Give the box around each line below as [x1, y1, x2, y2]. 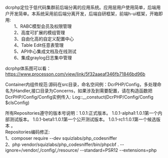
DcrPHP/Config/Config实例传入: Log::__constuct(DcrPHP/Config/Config [5, 94, 154, 100]
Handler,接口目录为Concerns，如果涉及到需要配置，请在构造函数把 [14, 88, 153, 94]
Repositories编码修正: [5, 129, 50, 135]
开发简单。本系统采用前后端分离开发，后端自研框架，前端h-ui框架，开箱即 [9, 11, 163, 17]
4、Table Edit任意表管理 [14, 42, 64, 48]
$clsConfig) [5, 100, 30, 106]
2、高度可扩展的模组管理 [14, 30, 65, 35]
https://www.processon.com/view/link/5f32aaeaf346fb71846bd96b [5, 71, 145, 77]
